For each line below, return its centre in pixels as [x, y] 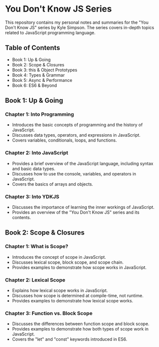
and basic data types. [34, 169]
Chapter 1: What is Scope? [37, 247]
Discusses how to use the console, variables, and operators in [74, 173]
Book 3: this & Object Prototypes [45, 70]
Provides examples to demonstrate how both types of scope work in [80, 329]
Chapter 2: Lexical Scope [35, 280]
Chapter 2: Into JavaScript [37, 153]
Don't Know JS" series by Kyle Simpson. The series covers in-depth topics [79, 27]
